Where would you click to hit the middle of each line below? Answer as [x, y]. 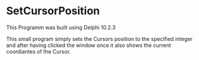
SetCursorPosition [53, 11]
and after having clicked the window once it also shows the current [89, 45]
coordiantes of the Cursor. [39, 51]
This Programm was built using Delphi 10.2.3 [61, 27]
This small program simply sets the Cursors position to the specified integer [99, 39]
